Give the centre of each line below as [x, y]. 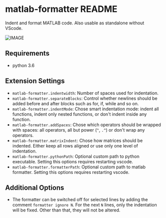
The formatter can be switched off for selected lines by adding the [80, 200]
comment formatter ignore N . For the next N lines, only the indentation [84, 205]
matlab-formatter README [61, 9]
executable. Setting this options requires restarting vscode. [73, 161]
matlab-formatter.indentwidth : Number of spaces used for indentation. [85, 93]
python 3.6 [23, 65]
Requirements [27, 53]
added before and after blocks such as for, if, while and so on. [75, 103]
